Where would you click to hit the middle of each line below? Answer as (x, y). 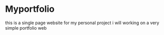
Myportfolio (30, 9)
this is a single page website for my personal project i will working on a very (82, 23)
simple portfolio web (26, 28)
